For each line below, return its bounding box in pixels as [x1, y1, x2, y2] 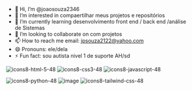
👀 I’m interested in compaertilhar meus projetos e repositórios [14, 12, 165, 19]
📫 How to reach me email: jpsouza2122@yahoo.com [14, 37, 144, 44]
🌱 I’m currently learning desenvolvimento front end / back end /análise [14, 18, 187, 25]
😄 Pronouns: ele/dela [14, 46, 68, 52]
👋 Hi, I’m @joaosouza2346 [14, 6, 80, 12]
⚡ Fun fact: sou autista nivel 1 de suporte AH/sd [14, 52, 131, 59]
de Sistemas [14, 24, 45, 31]
